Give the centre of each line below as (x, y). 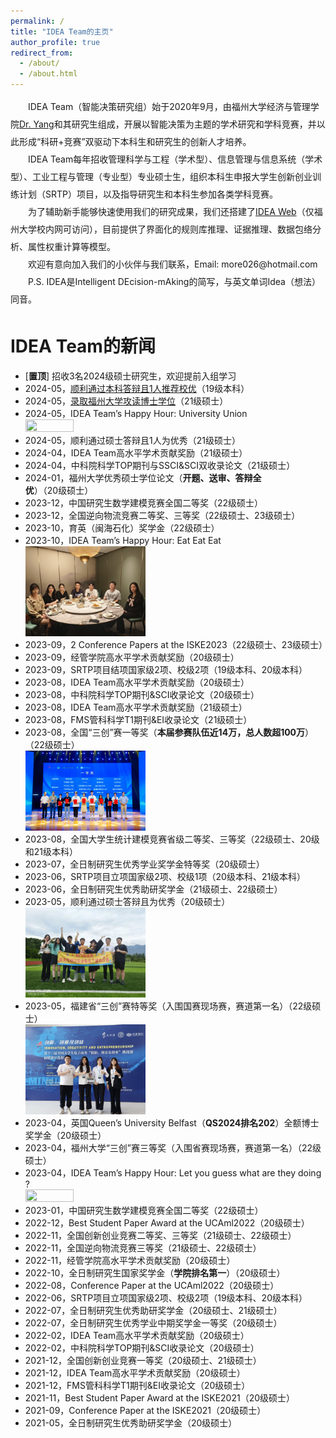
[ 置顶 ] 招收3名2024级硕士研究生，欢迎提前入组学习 (130, 376)
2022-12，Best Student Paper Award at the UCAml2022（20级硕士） (167, 1223)
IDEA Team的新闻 (83, 346)
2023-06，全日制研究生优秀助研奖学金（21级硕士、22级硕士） (153, 889)
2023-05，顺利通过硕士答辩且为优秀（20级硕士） (127, 902)
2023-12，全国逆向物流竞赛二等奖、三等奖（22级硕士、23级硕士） (162, 515)
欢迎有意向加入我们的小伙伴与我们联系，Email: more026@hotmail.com (173, 264)
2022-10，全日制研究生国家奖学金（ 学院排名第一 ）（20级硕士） (155, 1273)
